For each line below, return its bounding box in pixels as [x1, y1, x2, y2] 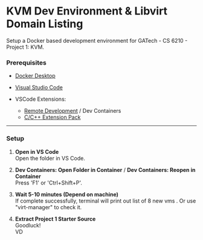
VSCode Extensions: [14, 95, 66, 103]
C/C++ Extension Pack [24, 113, 81, 121]
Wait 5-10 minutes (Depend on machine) [14, 191, 119, 198]
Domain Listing [6, 17, 83, 31]
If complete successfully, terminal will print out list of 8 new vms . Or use [14, 197, 196, 204]
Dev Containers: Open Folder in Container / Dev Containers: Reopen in [14, 166, 196, 173]
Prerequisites [6, 58, 47, 67]
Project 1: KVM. [6, 43, 44, 51]
